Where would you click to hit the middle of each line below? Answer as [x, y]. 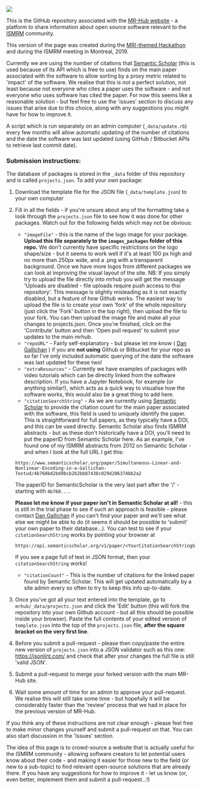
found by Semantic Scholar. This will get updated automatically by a [108, 582]
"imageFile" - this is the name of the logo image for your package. [106, 234]
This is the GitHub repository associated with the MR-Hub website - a [92, 20]
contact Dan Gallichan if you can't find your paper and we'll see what [100, 516]
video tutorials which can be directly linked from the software [100, 375]
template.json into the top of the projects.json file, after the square [100, 625]
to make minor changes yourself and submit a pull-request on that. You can [100, 729]
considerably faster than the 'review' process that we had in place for [101, 705]
